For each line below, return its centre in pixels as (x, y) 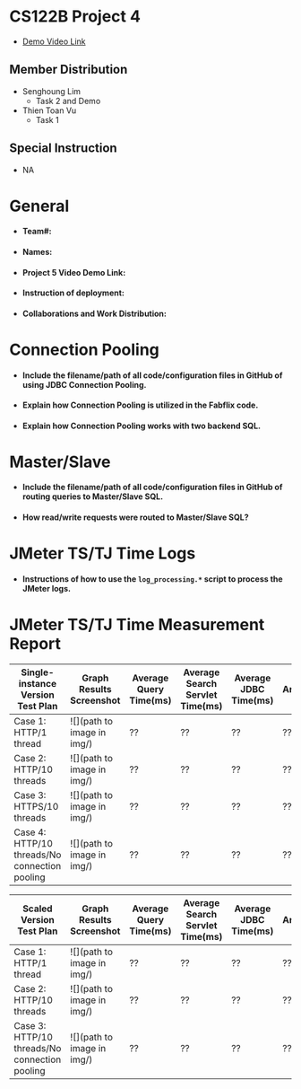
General (39, 206)
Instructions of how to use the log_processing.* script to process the (153, 579)
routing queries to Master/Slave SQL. (93, 496)
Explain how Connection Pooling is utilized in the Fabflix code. (140, 405)
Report (35, 644)
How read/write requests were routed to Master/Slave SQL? (135, 517)
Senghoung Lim (52, 91)
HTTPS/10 (36, 806)
